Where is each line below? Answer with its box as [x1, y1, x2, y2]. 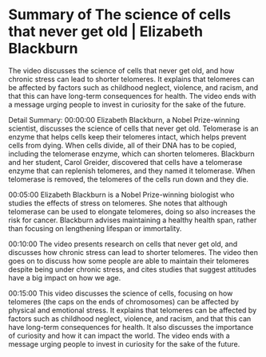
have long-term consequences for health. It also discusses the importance [8, 322, 254, 331]
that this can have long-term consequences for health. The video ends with [8, 91, 257, 100]
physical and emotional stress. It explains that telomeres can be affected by [8, 305, 257, 315]
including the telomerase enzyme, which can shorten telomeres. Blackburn [8, 149, 255, 159]
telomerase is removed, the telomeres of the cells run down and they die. [8, 174, 249, 184]
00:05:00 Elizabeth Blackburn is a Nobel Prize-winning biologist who [8, 190, 235, 199]
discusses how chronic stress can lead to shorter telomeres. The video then [8, 247, 258, 257]
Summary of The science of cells [8, 6, 232, 24]
